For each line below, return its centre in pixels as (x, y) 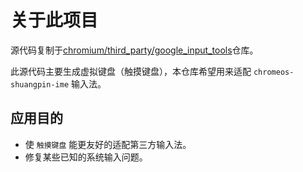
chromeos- (274, 72)
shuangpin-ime (40, 84)
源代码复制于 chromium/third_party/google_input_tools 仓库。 (134, 50)
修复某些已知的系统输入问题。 (86, 157)
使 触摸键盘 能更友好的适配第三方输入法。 (108, 144)
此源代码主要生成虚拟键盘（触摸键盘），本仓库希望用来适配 (131, 71)
